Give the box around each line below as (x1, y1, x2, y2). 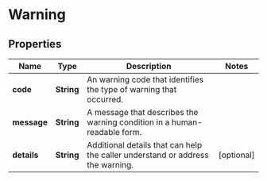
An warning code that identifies (87, 74, 204, 85)
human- (171, 117, 203, 128)
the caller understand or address (87, 149, 209, 160)
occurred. (87, 94, 124, 105)
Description (126, 61, 172, 71)
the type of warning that (87, 84, 177, 94)
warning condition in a (87, 117, 170, 128)
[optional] (218, 149, 255, 160)
